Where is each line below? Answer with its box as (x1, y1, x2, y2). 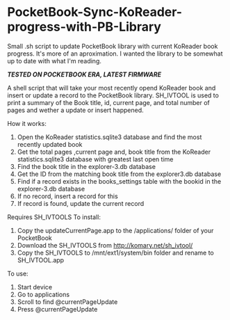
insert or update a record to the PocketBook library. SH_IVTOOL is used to (7, 91, 219, 99)
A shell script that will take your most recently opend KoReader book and (7, 83, 216, 92)
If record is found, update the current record (17, 199, 145, 207)
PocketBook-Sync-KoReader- (7, 4, 183, 20)
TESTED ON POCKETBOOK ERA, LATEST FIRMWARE (7, 70, 162, 79)
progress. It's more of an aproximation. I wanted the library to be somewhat (7, 49, 224, 58)
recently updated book (17, 140, 83, 148)
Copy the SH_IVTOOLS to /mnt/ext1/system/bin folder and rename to (17, 248, 214, 257)
